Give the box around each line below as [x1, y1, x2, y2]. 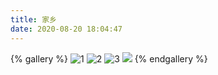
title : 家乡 [10, 14, 57, 25]
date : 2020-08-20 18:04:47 [10, 24, 123, 34]
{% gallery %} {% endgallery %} [10, 52, 208, 65]
